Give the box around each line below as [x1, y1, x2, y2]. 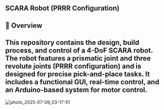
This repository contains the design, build [5, 38, 140, 47]
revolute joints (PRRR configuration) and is [5, 62, 141, 71]
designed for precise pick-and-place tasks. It [5, 70, 150, 79]
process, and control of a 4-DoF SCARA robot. [5, 46, 153, 55]
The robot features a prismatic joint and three [5, 54, 151, 63]
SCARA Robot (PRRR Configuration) [5, 4, 120, 13]
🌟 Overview [5, 21, 42, 30]
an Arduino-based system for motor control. [5, 86, 148, 94]
